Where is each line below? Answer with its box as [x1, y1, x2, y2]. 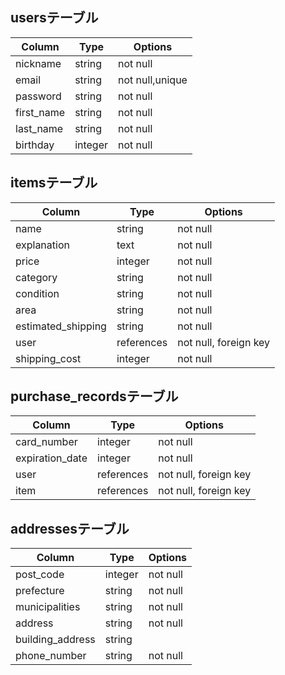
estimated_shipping [15, 319, 107, 333]
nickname [15, 56, 62, 70]
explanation [15, 238, 70, 252]
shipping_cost [15, 351, 82, 365]
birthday [15, 138, 55, 152]
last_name [15, 121, 64, 135]
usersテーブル [10, 9, 99, 27]
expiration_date [15, 451, 88, 465]
